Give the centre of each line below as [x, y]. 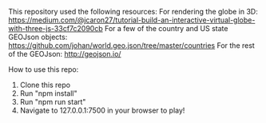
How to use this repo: [44, 69]
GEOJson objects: [38, 37]
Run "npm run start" [53, 102]
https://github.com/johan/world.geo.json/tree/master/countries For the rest [132, 46]
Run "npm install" [48, 93]
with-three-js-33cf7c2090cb [56, 28]
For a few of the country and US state [166, 28]
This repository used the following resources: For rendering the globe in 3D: [133, 12]
